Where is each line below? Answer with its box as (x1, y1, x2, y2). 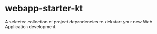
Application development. (5, 23, 57, 29)
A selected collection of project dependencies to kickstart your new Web (5, 19, 153, 24)
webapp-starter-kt (5, 3, 83, 14)
